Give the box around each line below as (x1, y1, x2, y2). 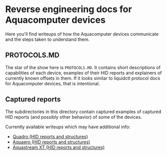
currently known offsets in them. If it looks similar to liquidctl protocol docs (5, 75, 160, 81)
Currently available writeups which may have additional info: (5, 124, 131, 130)
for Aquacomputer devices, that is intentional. (5, 80, 100, 86)
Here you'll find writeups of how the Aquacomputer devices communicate (5, 31, 159, 37)
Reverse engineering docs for (5, 4, 132, 15)
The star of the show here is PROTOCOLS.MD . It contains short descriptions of (5, 64, 161, 70)
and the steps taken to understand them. (5, 36, 90, 42)
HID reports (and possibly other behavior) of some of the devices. (5, 114, 142, 120)
